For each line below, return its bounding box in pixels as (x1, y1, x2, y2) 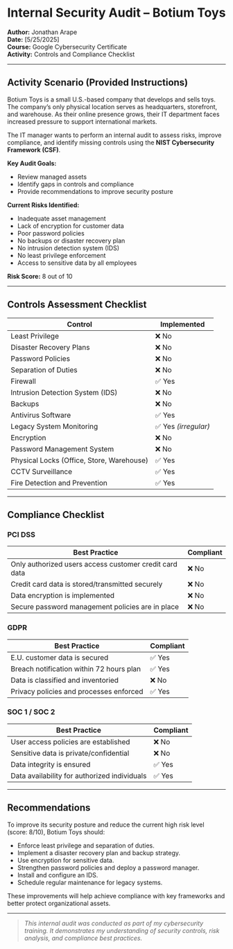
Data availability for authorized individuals (10, 770, 147, 780)
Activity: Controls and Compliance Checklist (7, 50, 135, 58)
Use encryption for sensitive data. (17, 856, 114, 864)
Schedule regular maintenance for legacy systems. (17, 878, 163, 886)
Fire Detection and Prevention (10, 478, 107, 487)
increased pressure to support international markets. (7, 117, 157, 126)
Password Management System (10, 444, 114, 453)
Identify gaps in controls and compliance (17, 179, 134, 188)
